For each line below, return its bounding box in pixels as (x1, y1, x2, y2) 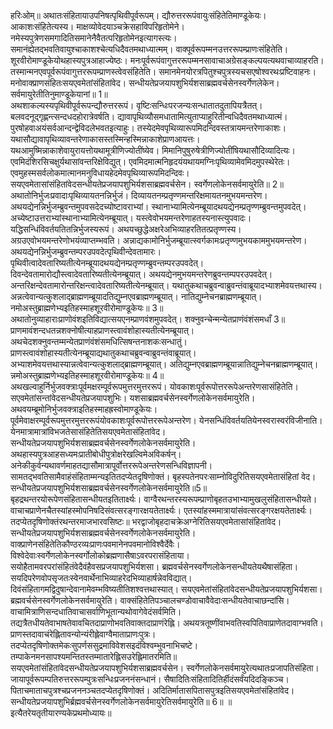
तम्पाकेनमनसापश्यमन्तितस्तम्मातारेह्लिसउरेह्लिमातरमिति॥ (10, 651, 178, 662)
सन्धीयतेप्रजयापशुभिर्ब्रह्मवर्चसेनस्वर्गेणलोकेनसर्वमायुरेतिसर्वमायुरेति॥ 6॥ (10, 696, 224, 707)
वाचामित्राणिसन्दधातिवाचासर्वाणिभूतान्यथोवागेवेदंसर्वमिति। (10, 606, 182, 617)
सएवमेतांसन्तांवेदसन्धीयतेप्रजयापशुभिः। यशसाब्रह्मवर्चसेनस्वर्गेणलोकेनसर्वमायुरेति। (10, 392, 256, 404)
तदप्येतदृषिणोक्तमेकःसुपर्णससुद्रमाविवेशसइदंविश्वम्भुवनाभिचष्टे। (10, 640, 199, 651)
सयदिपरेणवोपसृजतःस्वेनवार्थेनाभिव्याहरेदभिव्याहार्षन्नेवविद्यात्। (10, 572, 193, 584)
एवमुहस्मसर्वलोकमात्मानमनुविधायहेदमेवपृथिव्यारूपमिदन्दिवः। (10, 167, 190, 179)
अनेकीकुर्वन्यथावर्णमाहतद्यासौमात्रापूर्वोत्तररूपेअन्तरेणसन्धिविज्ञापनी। (10, 460, 213, 471)
